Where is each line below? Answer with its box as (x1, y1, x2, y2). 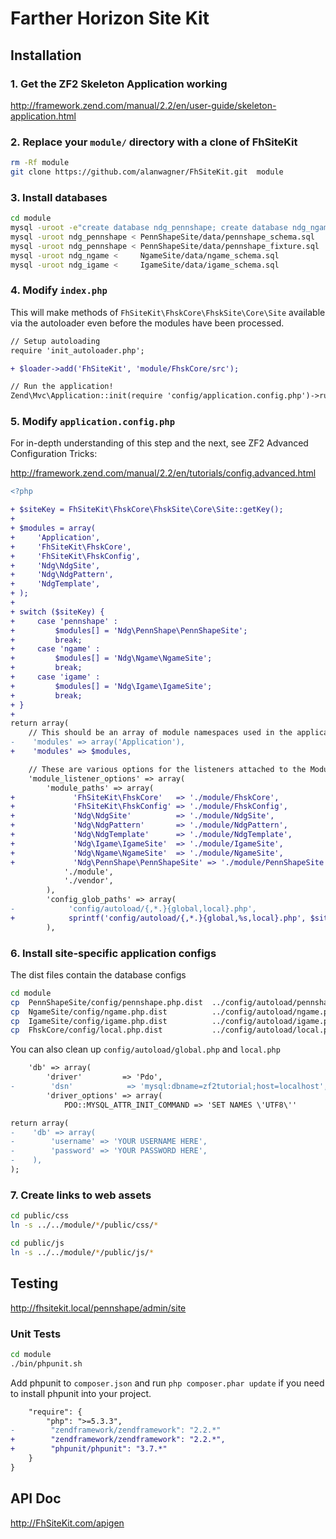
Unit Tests (10, 1327, 62, 1341)
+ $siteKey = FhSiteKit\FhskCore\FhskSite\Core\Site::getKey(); (10, 505, 284, 515)
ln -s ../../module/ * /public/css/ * (10, 1220, 159, 1231)
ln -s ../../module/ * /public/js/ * (10, 1247, 155, 1257)
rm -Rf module (10, 158, 70, 168)
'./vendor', (63, 876, 114, 886)
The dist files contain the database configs (10, 968, 187, 981)
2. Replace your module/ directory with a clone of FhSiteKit (10, 135, 298, 149)
